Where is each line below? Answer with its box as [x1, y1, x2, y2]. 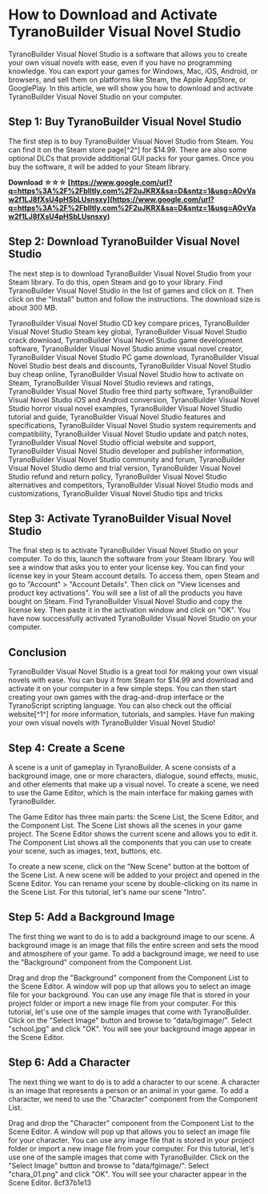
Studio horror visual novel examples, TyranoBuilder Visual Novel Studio [8, 403, 242, 413]
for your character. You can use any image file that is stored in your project [8, 1135, 255, 1144]
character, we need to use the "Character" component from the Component [8, 1094, 258, 1103]
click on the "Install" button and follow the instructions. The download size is [8, 294, 261, 304]
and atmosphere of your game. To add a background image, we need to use [8, 949, 259, 958]
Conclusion [8, 646, 67, 659]
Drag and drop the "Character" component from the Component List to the [8, 1118, 254, 1127]
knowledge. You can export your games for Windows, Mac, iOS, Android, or [8, 66, 258, 75]
